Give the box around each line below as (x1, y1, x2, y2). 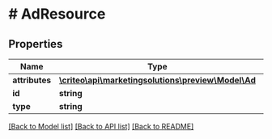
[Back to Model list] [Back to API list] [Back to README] (8, 122, 194, 131)
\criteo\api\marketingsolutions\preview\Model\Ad (59, 74, 257, 86)
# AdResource (8, 5, 106, 23)
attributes (12, 74, 51, 86)
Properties (8, 37, 63, 51)
